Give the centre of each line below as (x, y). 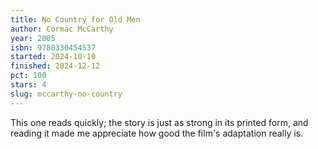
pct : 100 (28, 76)
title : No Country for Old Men (75, 19)
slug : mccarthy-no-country (66, 94)
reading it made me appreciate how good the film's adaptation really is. (157, 133)
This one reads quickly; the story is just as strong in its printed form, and (159, 122)
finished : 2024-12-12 (55, 66)
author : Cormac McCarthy (62, 29)
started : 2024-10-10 (53, 57)
